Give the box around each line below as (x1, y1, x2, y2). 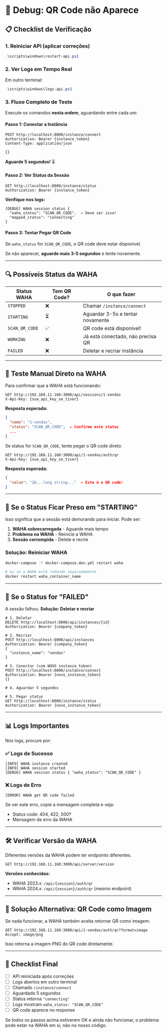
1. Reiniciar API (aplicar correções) (5, 42, 90, 49)
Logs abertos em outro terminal (12, 979, 77, 985)
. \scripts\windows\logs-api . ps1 (5, 87, 72, 92)
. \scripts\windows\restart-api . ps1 (5, 53, 79, 59)
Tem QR (52, 287, 72, 294)
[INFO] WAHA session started (5, 766, 66, 771)
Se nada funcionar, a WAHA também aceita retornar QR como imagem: (5, 918, 150, 924)
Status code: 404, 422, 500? (12, 811, 72, 817)
